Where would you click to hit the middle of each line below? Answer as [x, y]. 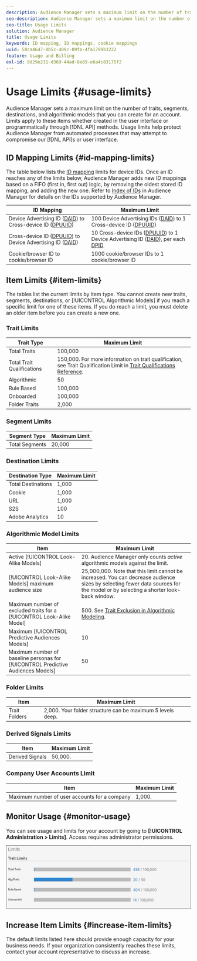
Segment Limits [29, 421]
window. [105, 596]
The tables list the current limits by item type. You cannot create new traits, [97, 294]
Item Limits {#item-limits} [54, 280]
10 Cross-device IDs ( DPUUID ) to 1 [135, 233]
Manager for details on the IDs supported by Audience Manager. [84, 197]
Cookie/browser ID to [34, 253]
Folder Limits [25, 688]
